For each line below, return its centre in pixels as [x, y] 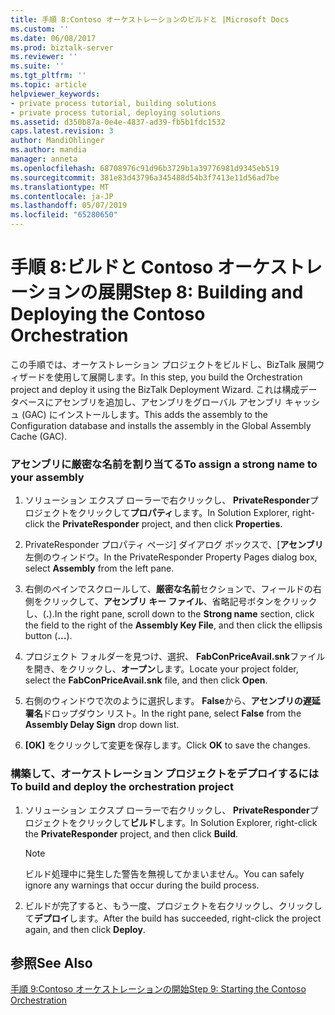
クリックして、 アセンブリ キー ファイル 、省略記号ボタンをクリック [180, 602]
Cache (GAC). [39, 436]
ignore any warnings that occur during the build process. [142, 885]
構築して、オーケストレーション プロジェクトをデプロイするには [165, 774]
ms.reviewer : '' [44, 57]
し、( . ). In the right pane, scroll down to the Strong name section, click [169, 614]
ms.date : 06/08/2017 [53, 38]
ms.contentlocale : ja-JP [62, 196]
